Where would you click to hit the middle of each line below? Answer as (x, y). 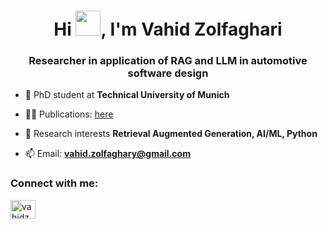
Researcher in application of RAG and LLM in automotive (168, 61)
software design (168, 73)
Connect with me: (54, 183)
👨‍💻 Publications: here (69, 114)
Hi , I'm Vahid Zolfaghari (168, 29)
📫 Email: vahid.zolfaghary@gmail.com (107, 154)
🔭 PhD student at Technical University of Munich (127, 95)
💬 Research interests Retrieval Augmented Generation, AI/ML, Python (171, 134)
